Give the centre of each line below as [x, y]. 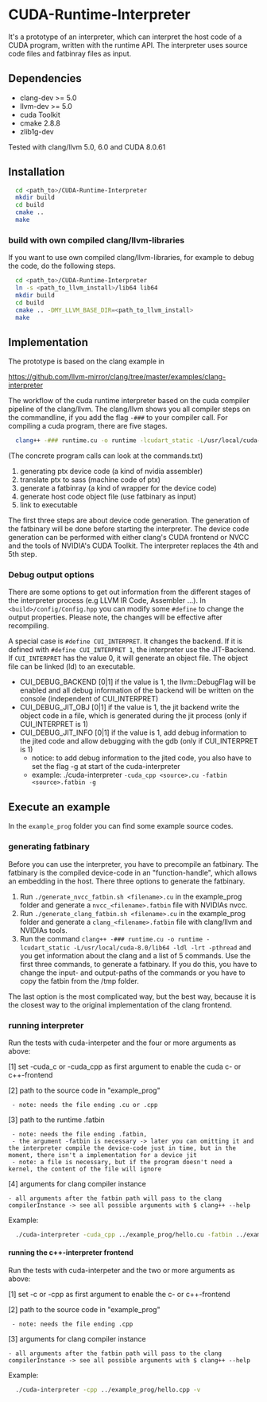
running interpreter [46, 1025]
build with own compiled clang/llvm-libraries [97, 240]
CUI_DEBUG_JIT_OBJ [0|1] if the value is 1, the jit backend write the [130, 707]
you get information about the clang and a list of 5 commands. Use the [135, 955]
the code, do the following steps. [62, 266]
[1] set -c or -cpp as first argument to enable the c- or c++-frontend [119, 1294]
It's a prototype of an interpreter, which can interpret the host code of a [125, 37]
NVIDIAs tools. [43, 930]
